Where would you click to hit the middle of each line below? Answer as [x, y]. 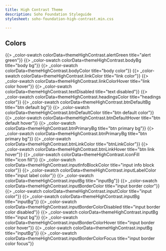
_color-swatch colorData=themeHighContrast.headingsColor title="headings [83, 97]
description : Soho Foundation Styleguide [48, 14]
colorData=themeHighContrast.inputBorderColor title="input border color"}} [83, 186]
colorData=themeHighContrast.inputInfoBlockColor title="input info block [80, 165]
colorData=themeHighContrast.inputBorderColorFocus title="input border [80, 238]
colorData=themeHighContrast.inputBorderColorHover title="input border [80, 223]
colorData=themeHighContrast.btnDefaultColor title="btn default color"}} [80, 113]
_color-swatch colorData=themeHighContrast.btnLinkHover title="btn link [80, 149]
